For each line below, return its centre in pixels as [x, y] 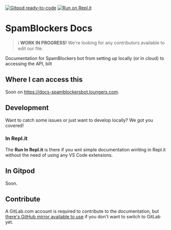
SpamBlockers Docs [49, 28]
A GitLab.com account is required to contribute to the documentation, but [82, 211]
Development [27, 108]
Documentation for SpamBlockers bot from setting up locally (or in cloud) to [85, 58]
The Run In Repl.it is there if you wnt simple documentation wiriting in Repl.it [85, 149]
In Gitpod [20, 171]
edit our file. [30, 48]
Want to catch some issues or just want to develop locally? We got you [79, 120]
